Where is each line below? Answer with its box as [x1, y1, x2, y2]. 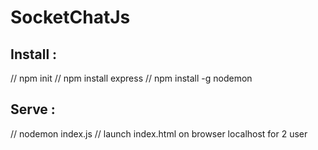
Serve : [10, 101, 56, 118]
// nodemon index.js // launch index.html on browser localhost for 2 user [10, 127, 308, 140]
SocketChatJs [10, 6, 131, 29]
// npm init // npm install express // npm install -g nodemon [10, 72, 253, 84]
